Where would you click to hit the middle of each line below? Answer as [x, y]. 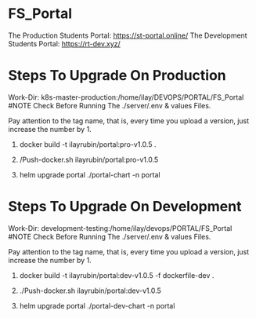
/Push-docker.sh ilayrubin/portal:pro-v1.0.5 [89, 159]
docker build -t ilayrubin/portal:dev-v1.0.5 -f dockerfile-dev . [117, 275]
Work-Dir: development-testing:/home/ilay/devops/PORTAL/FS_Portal [120, 228]
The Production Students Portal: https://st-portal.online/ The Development [128, 35]
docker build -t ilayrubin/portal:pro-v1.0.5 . [88, 144]
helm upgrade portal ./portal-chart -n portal [90, 174]
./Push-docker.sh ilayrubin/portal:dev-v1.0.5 [90, 291]
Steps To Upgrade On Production [117, 76]
